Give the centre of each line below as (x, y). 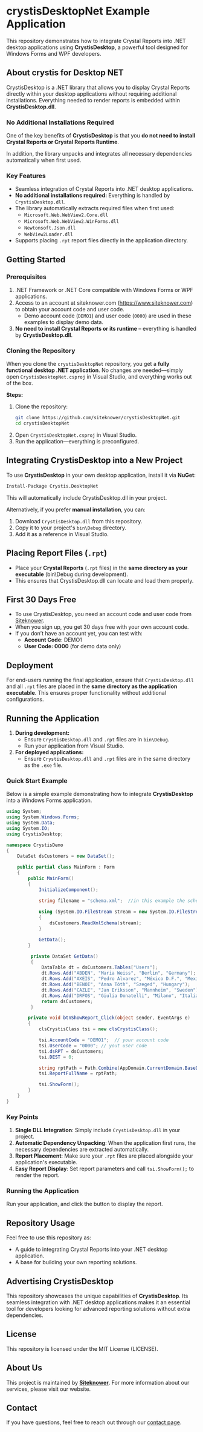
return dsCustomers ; (67, 1001)
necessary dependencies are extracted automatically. (82, 1150)
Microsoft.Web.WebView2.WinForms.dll (72, 222)
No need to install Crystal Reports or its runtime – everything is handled (105, 329)
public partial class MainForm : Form (66, 867)
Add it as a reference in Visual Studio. (62, 534)
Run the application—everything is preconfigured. (77, 442)
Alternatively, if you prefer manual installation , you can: (76, 509)
